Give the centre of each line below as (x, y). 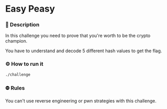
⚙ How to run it (24, 64)
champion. (16, 41)
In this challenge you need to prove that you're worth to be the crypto (78, 35)
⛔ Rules (15, 88)
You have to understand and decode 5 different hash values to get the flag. (84, 51)
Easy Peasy (30, 9)
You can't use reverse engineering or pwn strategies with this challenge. (81, 101)
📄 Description (22, 25)
